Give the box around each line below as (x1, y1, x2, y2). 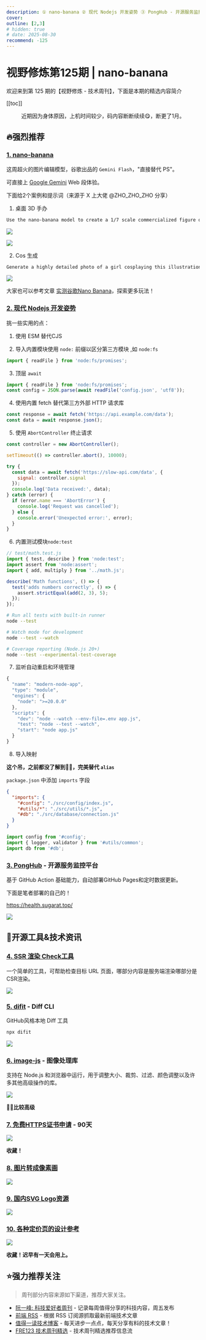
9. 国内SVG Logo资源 (6, 1194, 69, 1203)
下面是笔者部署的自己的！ (6, 889, 71, 896)
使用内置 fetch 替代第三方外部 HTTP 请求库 (15, 399, 124, 407)
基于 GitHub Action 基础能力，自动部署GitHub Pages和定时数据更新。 (6, 876, 182, 884)
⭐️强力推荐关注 (6, 1271, 61, 1281)
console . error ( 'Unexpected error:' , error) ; (17, 515, 133, 521)
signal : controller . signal (17, 475, 86, 481)
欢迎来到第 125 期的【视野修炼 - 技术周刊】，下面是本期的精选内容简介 (6, 87, 182, 94)
